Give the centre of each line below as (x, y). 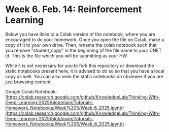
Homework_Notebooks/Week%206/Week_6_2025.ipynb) (65, 124)
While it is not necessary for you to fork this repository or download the (80, 65)
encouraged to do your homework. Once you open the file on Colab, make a (85, 40)
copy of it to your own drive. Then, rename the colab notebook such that (81, 45)
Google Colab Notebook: (31, 91)
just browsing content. (29, 82)
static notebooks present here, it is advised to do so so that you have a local (85, 71)
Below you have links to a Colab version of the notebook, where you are (80, 34)
